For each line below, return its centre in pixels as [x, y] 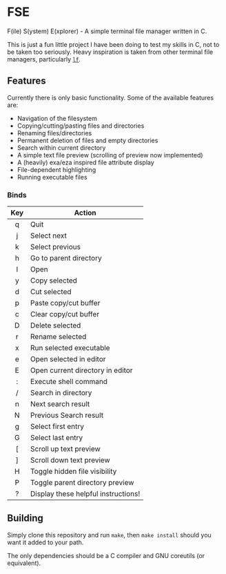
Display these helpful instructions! [85, 494]
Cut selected [51, 292]
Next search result [60, 404]
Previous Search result [67, 415]
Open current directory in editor [81, 370]
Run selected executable [70, 348]
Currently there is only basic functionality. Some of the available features [111, 97]
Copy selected [54, 280]
